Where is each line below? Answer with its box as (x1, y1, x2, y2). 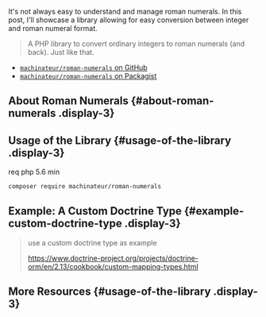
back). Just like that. (27, 48, 94, 56)
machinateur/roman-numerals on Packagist (19, 72, 157, 80)
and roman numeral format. (8, 24, 98, 33)
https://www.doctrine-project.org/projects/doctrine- (27, 253, 199, 263)
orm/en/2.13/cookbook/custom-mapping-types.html (27, 261, 199, 271)
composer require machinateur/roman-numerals (8, 183, 161, 191)
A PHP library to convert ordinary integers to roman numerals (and (27, 39, 245, 48)
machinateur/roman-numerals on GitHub (19, 63, 148, 72)
